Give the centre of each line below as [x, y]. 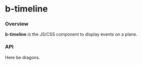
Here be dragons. [23, 57]
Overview [17, 24]
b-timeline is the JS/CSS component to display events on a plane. [71, 34]
